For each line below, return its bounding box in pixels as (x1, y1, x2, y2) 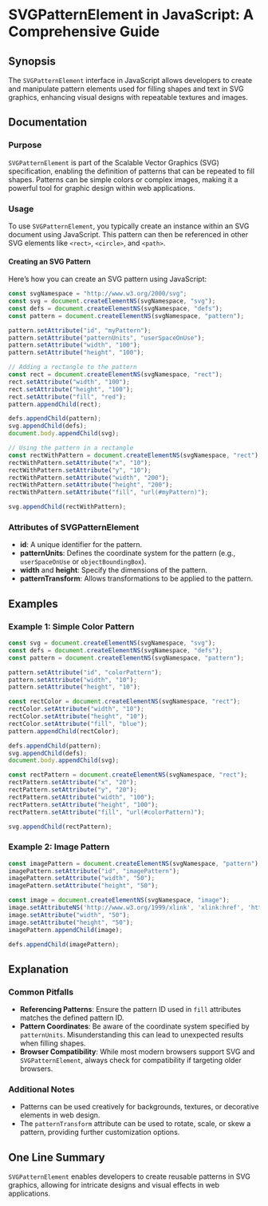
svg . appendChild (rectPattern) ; (8, 823, 112, 831)
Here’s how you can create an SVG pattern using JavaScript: (8, 274, 207, 284)
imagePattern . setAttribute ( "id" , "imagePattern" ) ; (8, 867, 180, 875)
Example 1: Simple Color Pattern (8, 621, 135, 632)
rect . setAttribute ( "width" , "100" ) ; (8, 378, 130, 386)
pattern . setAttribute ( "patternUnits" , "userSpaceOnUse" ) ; (8, 334, 205, 342)
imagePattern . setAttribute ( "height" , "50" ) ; (8, 882, 159, 890)
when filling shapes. (19, 1038, 86, 1048)
